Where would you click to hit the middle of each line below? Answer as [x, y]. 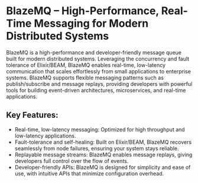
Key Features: [32, 115]
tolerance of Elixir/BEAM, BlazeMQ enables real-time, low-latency [86, 65]
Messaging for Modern [91, 23]
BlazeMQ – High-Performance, [83, 11]
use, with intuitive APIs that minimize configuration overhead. [89, 174]
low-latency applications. [45, 136]
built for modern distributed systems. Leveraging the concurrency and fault [98, 59]
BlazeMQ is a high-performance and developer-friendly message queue [94, 52]
